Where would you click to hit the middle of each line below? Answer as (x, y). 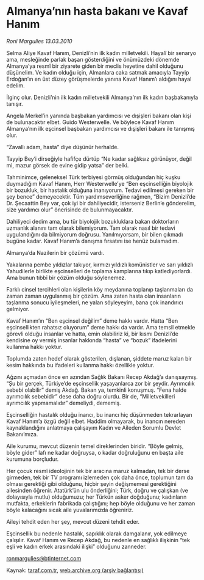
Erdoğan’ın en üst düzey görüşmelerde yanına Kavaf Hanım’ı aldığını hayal (99, 79)
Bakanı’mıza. (22, 434)
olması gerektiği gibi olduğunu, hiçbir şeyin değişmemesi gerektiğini (91, 483)
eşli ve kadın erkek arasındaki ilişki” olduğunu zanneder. (77, 546)
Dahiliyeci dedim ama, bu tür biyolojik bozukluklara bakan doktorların (93, 221)
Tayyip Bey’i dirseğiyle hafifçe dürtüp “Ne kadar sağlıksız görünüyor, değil (99, 159)
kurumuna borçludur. (33, 459)
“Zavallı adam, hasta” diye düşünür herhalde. (62, 147)
